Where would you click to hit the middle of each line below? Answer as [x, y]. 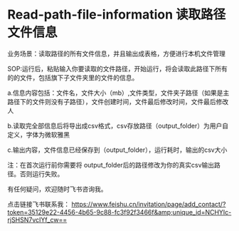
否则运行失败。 [42, 174]
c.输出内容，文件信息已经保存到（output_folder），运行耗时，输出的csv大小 [117, 150]
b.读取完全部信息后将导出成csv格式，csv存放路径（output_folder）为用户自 [118, 125]
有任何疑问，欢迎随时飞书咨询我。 [57, 189]
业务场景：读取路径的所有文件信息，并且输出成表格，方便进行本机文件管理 [116, 53]
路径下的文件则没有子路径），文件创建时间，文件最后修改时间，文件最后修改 [118, 101]
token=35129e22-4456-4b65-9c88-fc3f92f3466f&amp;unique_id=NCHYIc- [119, 212]
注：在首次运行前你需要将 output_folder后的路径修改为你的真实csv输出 [111, 165]
